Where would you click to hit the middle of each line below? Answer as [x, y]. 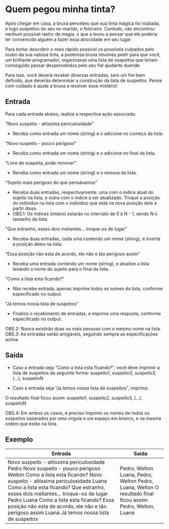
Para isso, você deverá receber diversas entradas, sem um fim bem [75, 75]
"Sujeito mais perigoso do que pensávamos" [51, 182]
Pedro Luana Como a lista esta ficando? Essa [61, 500]
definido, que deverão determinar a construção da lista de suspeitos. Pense [84, 80]
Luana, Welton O [140, 488]
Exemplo [19, 439]
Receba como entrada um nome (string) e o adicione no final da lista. [84, 153]
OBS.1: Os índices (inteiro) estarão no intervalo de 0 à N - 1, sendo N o [85, 214]
